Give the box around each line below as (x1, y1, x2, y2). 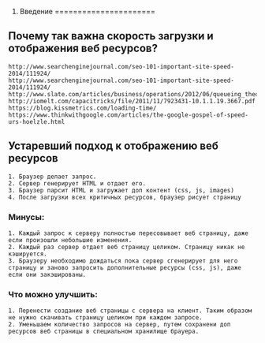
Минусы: (8, 211, 45, 222)
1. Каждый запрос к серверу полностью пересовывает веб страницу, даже (8, 229, 248, 237)
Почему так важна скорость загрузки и (8, 29, 215, 43)
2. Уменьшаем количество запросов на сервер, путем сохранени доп (8, 321, 231, 329)
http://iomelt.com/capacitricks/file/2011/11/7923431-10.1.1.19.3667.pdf (8, 97, 256, 105)
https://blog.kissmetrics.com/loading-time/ (8, 104, 157, 112)
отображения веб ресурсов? (8, 42, 158, 55)
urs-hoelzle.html (8, 117, 65, 125)
